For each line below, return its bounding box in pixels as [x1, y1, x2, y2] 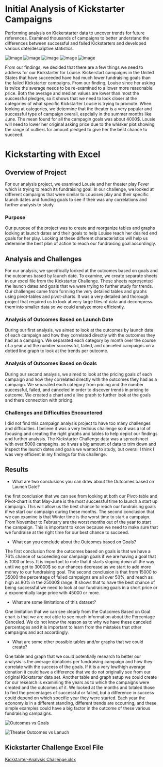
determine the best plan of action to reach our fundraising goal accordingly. [5, 240, 157, 247]
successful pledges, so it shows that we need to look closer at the [5, 95, 137, 101]
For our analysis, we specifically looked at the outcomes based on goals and [5, 268, 158, 274]
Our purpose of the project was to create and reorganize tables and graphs [5, 225, 155, 231]
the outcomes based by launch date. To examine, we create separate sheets [5, 273, 158, 279]
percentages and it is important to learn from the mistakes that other [5, 624, 142, 630]
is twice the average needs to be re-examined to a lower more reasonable [5, 85, 153, 91]
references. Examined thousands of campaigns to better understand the [5, 35, 149, 41]
